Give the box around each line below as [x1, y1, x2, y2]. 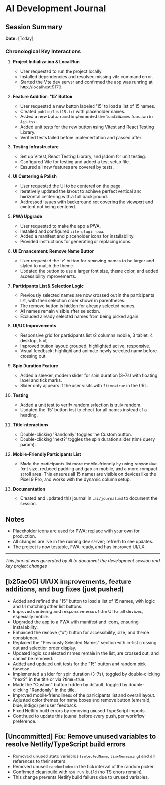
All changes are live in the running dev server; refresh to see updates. [12, 539, 154, 545]
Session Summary [5, 23, 63, 31]
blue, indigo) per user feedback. [12, 702, 78, 708]
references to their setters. [12, 758, 67, 764]
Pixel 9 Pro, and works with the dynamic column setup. [20, 476, 131, 482]
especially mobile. [12, 613, 49, 619]
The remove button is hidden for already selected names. [20, 303, 136, 309]
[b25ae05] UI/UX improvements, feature [5, 577, 132, 585]
